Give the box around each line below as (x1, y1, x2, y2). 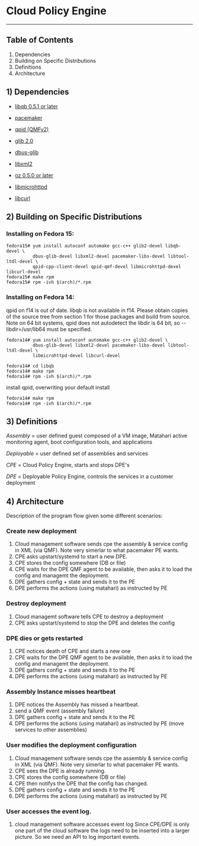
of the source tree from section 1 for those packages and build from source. (6, 313, 191, 320)
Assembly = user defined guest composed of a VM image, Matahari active (6, 432, 188, 440)
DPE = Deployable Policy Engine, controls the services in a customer (6, 473, 174, 480)
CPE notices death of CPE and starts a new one (14, 648, 131, 655)
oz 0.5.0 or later (14, 171, 54, 179)
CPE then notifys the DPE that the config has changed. (14, 780, 149, 787)
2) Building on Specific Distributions (6, 212, 142, 222)
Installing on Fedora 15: (6, 230, 75, 238)
